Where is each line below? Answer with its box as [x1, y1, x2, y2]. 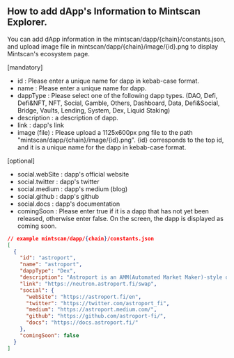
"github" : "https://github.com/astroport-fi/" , [25, 313, 167, 320]
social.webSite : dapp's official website [17, 170, 130, 178]
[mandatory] [7, 63, 43, 72]
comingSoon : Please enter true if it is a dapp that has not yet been [17, 206, 209, 215]
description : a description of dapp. [17, 113, 118, 122]
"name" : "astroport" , [19, 261, 82, 268]
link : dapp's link [17, 121, 65, 129]
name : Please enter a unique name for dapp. [17, 83, 147, 92]
